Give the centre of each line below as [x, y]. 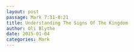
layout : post [23, 12]
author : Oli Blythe [31, 28]
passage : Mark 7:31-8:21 [37, 17]
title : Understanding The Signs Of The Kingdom [67, 23]
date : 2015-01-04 [28, 34]
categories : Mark [28, 39]
